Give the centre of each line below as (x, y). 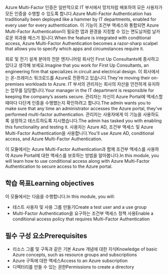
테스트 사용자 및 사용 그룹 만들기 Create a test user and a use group (79, 207)
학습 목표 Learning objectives (50, 184)
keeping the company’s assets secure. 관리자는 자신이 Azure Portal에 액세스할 (84, 96)
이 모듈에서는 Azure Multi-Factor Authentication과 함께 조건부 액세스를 (75, 149)
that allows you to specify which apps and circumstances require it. (74, 49)
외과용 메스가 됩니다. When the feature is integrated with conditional (82, 38)
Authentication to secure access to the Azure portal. (59, 166)
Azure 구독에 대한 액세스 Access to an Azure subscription (70, 260)
